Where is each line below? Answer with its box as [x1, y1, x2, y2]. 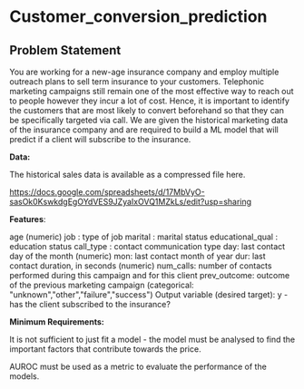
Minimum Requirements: [9, 316, 104, 327]
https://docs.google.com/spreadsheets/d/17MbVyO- [9, 187, 206, 197]
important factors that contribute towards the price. [9, 344, 201, 355]
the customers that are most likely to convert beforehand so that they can [9, 105, 284, 115]
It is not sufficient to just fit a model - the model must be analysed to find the [9, 334, 296, 345]
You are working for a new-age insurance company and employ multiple [9, 66, 279, 77]
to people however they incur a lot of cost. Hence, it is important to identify [9, 95, 290, 106]
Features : [9, 214, 46, 224]
